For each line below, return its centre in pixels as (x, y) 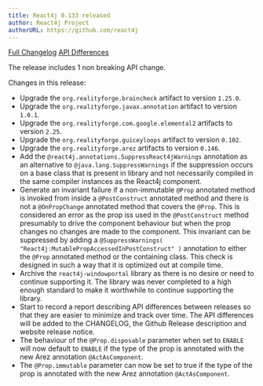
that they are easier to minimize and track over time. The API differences (136, 315)
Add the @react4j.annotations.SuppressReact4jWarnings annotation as (133, 156)
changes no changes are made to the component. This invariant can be (135, 232)
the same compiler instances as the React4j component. (110, 182)
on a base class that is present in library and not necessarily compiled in (136, 173)
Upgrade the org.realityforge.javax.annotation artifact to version (128, 106)
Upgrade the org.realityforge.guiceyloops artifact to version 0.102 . (130, 140)
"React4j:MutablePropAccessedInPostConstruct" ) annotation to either (133, 248)
